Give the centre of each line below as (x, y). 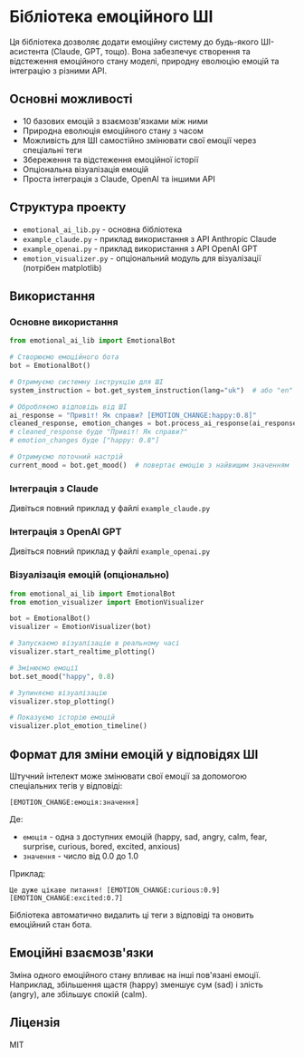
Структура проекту (68, 207)
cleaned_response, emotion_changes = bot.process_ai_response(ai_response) (155, 423)
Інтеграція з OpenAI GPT (66, 531)
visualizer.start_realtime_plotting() (82, 652)
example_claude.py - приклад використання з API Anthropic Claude (149, 238)
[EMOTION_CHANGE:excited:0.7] (66, 898)
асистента (29, 51)
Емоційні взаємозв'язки (81, 953)
